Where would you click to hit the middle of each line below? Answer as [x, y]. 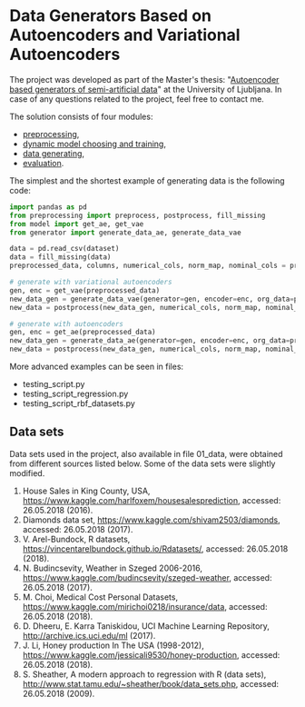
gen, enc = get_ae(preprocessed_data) [83, 333]
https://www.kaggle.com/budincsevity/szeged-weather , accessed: [147, 577]
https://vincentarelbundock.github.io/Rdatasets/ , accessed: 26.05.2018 [155, 548]
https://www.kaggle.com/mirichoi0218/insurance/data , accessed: [145, 606]
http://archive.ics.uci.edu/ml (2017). [89, 635]
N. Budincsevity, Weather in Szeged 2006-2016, [112, 568]
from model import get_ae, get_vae [77, 224]
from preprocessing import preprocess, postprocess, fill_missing [138, 215]
